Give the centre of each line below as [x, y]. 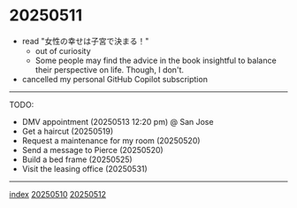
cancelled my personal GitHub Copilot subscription [114, 79]
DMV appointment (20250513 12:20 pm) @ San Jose [118, 121]
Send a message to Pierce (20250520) [92, 150]
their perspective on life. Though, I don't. [109, 69]
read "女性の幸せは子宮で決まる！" [85, 41]
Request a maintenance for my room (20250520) [111, 140]
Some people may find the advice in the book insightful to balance [156, 60]
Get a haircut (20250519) [68, 131]
